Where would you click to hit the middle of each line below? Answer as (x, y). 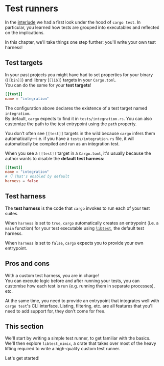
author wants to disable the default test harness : (55, 158)
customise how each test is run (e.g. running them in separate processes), (80, 286)
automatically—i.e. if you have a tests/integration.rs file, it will (70, 139)
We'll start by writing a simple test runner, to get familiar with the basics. (78, 338)
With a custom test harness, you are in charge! (52, 275)
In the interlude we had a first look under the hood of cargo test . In (73, 22)
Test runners (32, 9)
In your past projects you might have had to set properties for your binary (79, 75)
